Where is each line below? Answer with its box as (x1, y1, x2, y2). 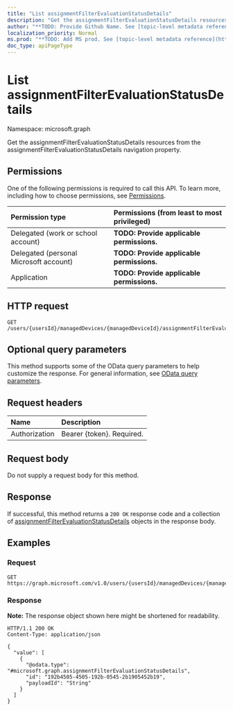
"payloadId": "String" (25, 679, 92, 687)
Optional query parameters (7, 343, 127, 355)
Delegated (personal (10, 248, 78, 257)
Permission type (10, 212, 67, 222)
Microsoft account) (10, 257, 74, 266)
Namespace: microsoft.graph (7, 124, 91, 132)
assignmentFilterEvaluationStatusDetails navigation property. (7, 145, 182, 153)
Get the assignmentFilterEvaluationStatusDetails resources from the (7, 138, 201, 146)
